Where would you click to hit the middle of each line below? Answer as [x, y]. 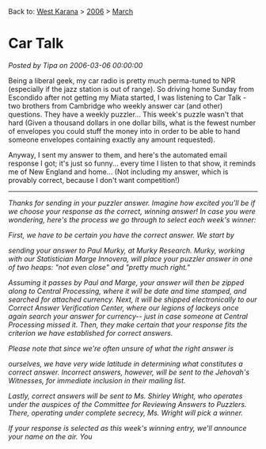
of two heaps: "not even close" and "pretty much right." [99, 267]
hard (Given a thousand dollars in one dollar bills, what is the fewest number [132, 123]
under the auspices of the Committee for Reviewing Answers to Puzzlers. [127, 404]
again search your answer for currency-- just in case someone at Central [128, 316]
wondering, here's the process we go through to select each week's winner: [132, 219]
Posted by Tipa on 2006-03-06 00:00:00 [76, 65]
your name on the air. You [50, 436]
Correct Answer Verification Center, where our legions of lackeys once [123, 307]
